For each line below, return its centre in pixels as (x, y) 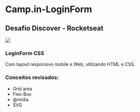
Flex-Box (22, 94)
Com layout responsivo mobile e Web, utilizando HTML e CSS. (70, 64)
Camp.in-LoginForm (49, 9)
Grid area (22, 89)
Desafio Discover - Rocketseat (55, 28)
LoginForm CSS (25, 53)
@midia (21, 99)
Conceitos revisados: (32, 77)
